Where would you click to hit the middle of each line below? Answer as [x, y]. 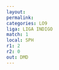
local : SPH [20, 40]
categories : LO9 [27, 23]
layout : [16, 12]
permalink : [20, 18]
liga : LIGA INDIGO [29, 29]
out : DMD [17, 57]
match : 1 [17, 35]
